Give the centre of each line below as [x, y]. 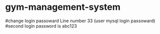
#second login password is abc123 [41, 26]
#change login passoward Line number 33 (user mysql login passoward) [80, 21]
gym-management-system [63, 7]
